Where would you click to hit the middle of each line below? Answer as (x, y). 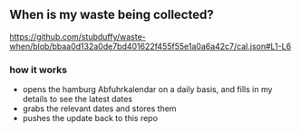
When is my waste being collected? (112, 15)
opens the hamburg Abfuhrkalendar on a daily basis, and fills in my (147, 90)
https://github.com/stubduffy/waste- (78, 36)
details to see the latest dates (78, 99)
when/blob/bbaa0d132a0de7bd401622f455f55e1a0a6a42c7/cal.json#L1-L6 (150, 46)
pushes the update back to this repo (90, 118)
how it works (39, 70)
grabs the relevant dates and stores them (99, 108)
